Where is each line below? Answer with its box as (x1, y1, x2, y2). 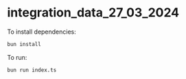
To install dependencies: (7, 27, 77, 36)
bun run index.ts (7, 67, 57, 74)
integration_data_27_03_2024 (7, 5, 180, 21)
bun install (7, 41, 41, 47)
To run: (7, 53, 27, 61)
